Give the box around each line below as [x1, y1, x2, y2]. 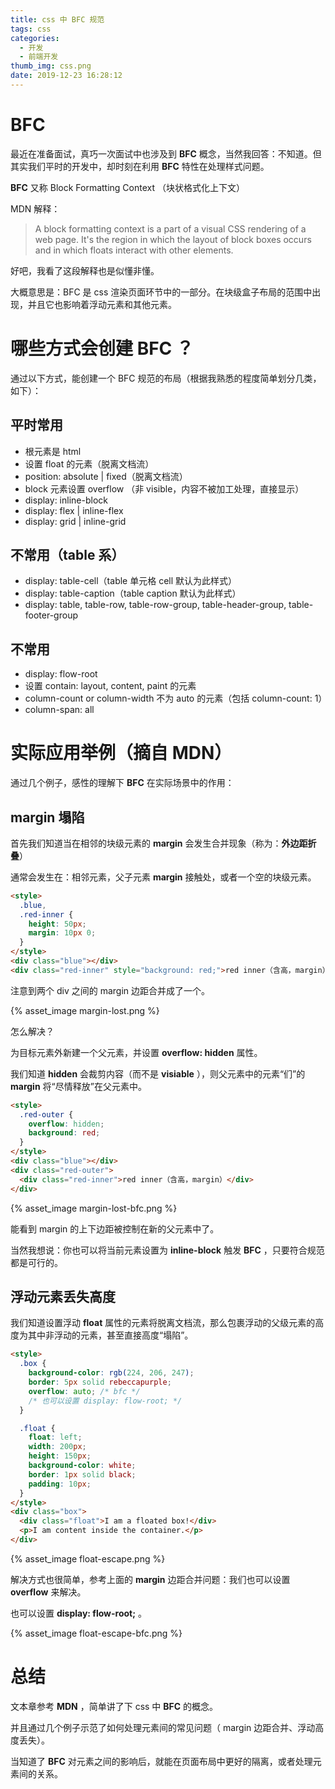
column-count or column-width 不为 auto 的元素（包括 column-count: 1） [24, 692, 328, 705]
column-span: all [24, 704, 95, 716]
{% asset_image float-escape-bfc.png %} [10, 1627, 183, 1639]
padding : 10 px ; [28, 1479, 92, 1489]
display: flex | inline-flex [24, 504, 124, 516]
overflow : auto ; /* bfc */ [28, 1386, 141, 1396]
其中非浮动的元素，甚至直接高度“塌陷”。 [27, 1329, 194, 1341]
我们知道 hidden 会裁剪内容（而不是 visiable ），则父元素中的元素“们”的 [10, 1067, 306, 1080]
